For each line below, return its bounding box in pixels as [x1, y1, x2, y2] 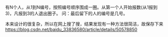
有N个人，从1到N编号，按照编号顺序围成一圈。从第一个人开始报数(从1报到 [5, 4, 158, 10]
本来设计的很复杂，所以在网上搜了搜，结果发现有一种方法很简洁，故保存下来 [5, 21, 163, 27]
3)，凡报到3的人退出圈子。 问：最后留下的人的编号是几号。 [5, 10, 128, 16]
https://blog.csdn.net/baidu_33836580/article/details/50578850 [5, 27, 138, 32]
